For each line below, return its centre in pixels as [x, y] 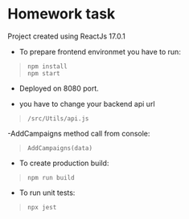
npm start [44, 73]
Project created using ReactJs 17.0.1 [67, 36]
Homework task [62, 14]
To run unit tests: [47, 193]
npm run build [51, 177]
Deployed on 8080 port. [59, 88]
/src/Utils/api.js [58, 118]
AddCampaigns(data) [60, 148]
